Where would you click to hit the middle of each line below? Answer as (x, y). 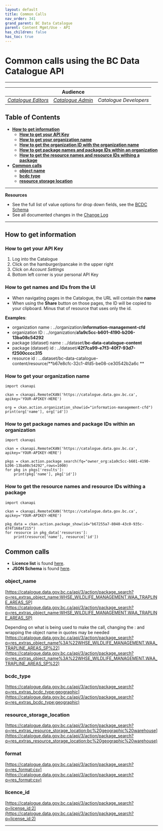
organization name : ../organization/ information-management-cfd (79, 327)
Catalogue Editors (28, 100)
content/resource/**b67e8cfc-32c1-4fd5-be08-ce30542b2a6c (75, 363)
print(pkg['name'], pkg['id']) (45, 474)
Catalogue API (34, 71)
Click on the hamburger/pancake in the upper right (63, 264)
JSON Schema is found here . (41, 569)
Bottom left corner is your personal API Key (55, 275)
